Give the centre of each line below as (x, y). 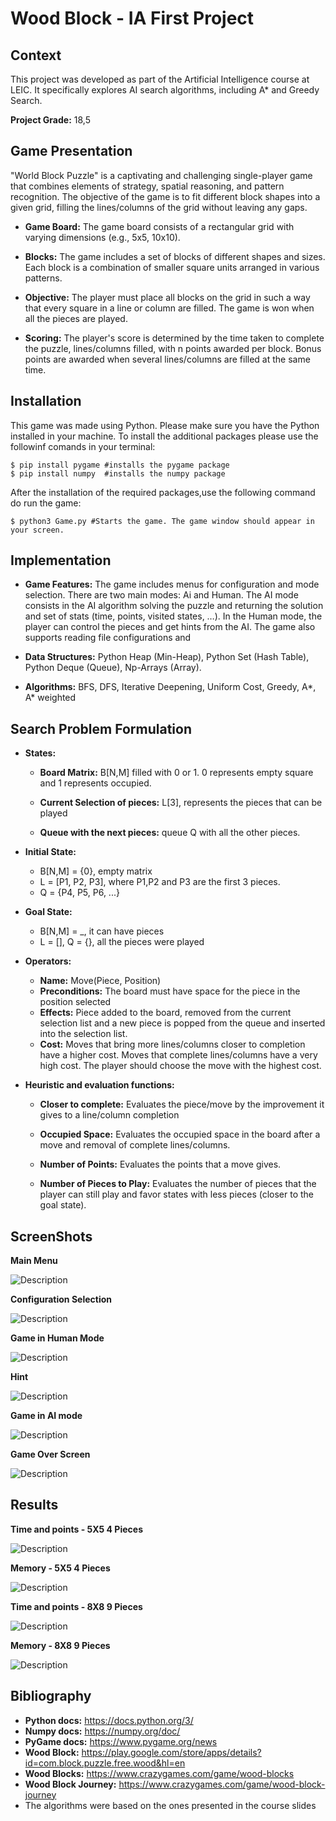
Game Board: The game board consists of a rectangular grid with (159, 226)
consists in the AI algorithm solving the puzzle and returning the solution (174, 606)
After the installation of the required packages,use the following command (163, 492)
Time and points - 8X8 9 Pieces (76, 1606)
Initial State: (50, 852)
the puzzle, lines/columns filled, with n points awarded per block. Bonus (173, 348)
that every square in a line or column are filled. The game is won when (169, 308)
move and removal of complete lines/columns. (135, 1145)
